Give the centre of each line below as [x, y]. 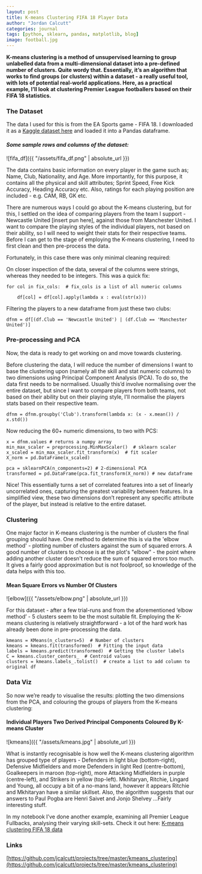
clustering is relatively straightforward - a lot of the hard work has [106, 623]
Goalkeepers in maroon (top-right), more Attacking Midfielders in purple [96, 773]
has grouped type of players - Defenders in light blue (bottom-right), [91, 760]
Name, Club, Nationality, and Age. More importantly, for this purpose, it [94, 176]
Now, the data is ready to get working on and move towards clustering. [94, 353]
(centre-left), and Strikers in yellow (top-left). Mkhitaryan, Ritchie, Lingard [97, 779]
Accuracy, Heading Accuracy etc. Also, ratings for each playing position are [100, 189]
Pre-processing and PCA [43, 340]
